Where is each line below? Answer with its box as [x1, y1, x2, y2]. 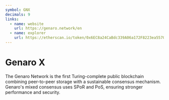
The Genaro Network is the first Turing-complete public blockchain [5, 73, 144, 79]
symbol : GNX [5, 7, 30, 12]
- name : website [10, 21, 44, 26]
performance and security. [5, 89, 60, 95]
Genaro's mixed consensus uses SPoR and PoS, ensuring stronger [5, 83, 143, 90]
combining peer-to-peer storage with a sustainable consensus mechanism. [5, 78, 161, 84]
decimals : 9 [5, 12, 30, 17]
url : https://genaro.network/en [14, 26, 82, 31]
